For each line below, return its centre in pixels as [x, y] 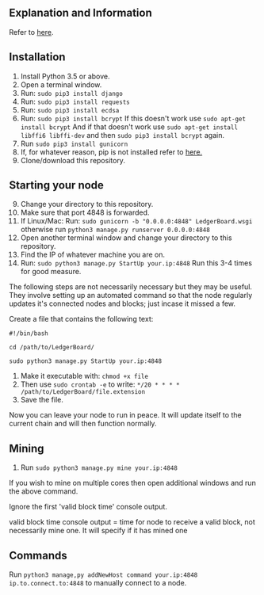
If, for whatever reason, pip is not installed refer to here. [111, 152]
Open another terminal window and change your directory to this [126, 238]
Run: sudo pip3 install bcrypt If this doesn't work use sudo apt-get [133, 118]
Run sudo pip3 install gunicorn [74, 143]
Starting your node [56, 185]
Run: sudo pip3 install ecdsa [70, 109]
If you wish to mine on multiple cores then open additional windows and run [132, 483]
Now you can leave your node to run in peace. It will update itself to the [125, 415]
